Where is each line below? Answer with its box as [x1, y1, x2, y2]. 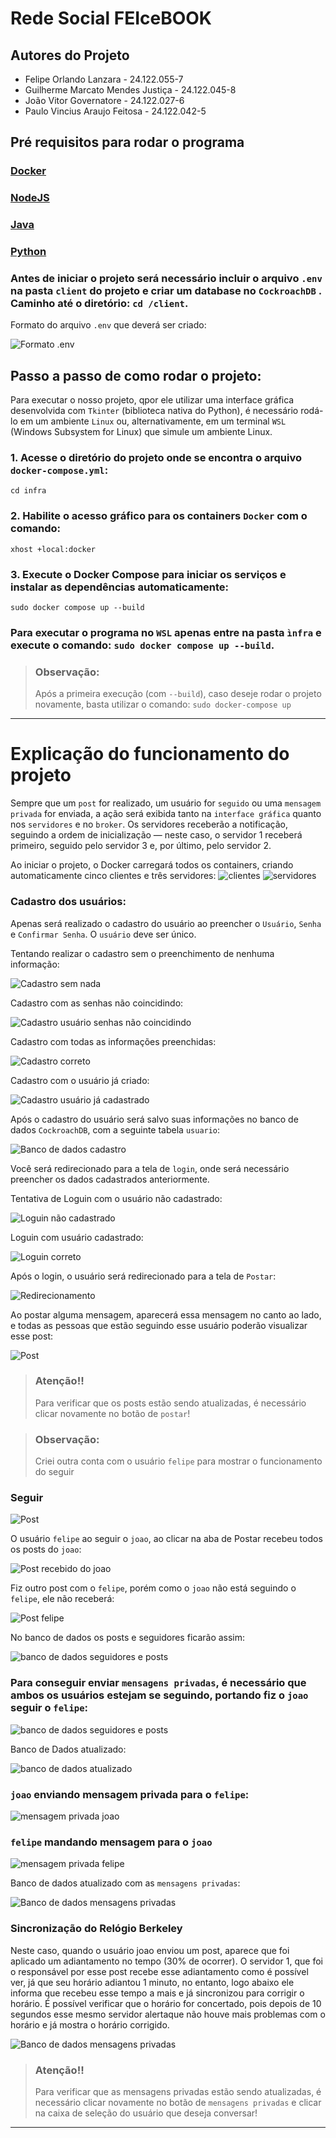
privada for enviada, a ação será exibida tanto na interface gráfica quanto [10, 808, 322, 820]
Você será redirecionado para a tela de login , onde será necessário [10, 1162, 290, 1174]
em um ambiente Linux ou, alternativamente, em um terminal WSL [19, 415, 287, 427]
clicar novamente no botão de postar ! [34, 1407, 191, 1419]
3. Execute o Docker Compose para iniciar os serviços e [10, 567, 287, 581]
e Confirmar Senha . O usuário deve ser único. [10, 928, 197, 940]
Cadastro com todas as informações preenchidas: [10, 1035, 217, 1047]
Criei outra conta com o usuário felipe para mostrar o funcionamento [34, 1455, 323, 1467]
